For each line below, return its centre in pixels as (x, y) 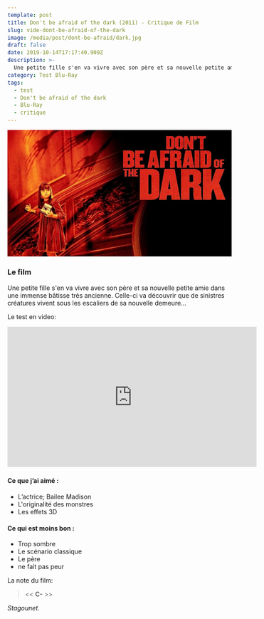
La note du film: (30, 581)
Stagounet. (24, 608)
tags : (15, 83)
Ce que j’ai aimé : (33, 481)
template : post (30, 15)
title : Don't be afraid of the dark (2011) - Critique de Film (103, 22)
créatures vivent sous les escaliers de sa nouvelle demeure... (97, 303)
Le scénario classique (50, 551)
